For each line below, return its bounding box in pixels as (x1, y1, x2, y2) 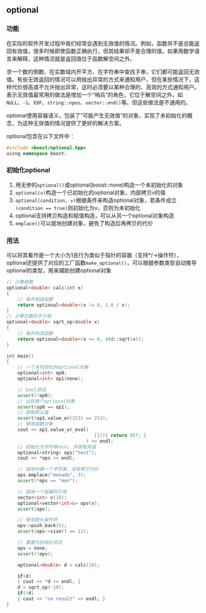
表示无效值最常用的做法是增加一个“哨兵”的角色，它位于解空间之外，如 (6, 91, 183, 98)
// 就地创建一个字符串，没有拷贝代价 (17, 466, 99, 472)
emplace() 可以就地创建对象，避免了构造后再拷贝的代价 (15, 219, 153, 226)
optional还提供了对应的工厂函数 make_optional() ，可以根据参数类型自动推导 (6, 259, 197, 266)
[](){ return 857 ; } (94, 432, 147, 438)
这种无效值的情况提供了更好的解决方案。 (22, 119, 124, 126)
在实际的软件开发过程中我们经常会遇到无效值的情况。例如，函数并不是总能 (6, 39, 194, 47)
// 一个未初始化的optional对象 (17, 364, 89, 371)
